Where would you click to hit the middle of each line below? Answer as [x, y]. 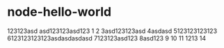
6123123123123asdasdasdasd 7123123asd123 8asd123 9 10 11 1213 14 [107, 38]
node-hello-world [59, 12]
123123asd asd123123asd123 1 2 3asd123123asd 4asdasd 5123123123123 [112, 31]
